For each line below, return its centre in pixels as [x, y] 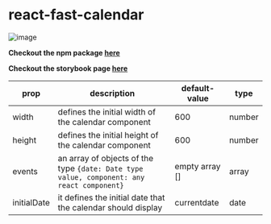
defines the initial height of [108, 135]
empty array [198, 166]
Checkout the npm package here [65, 52]
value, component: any [101, 177]
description [113, 93]
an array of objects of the [106, 158]
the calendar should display [110, 207]
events [25, 171]
